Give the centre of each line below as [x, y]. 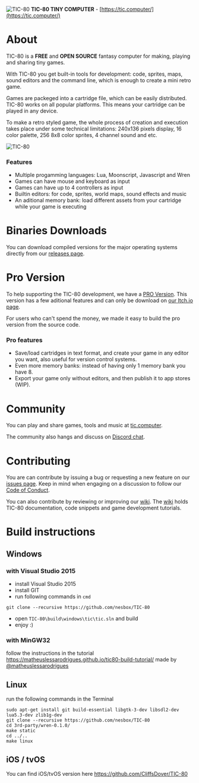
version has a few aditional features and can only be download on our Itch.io [99, 300]
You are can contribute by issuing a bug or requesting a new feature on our [98, 477]
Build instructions [51, 532]
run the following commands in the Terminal [60, 699]
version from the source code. [43, 325]
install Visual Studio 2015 [45, 584]
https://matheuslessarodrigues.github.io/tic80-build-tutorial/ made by [91, 660]
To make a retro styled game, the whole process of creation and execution [97, 122]
